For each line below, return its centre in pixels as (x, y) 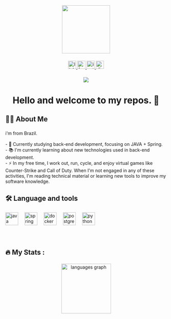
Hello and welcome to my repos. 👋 (86, 100)
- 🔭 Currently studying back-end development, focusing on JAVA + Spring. (84, 144)
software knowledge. (28, 181)
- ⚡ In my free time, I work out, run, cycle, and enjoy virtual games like (79, 163)
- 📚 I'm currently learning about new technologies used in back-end (78, 150)
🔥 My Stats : (25, 252)
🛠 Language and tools (42, 198)
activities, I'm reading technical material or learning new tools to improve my (86, 176)
